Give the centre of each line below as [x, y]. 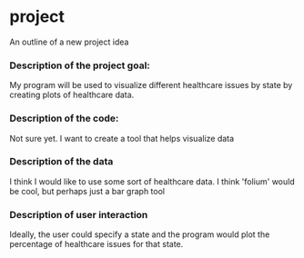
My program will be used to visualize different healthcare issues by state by [151, 85]
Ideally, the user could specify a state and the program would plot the [140, 234]
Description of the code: [64, 118]
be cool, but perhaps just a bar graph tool [87, 191]
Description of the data [61, 162]
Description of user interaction [79, 214]
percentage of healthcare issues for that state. [96, 244]
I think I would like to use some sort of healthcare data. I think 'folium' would [152, 181]
